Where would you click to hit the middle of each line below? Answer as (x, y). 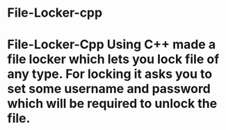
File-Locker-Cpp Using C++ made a (112, 45)
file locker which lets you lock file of (113, 59)
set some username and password (109, 89)
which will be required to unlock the (112, 104)
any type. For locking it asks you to (110, 74)
